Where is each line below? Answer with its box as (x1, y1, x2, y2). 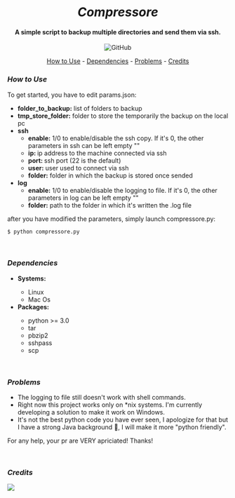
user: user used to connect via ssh (27, 163, 129, 172)
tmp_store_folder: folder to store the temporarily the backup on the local (17, 112, 229, 120)
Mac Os (27, 295, 51, 304)
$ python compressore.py (7, 228, 80, 235)
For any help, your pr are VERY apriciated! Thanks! (7, 436, 154, 445)
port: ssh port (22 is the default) (27, 156, 121, 165)
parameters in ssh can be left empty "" (27, 141, 140, 149)
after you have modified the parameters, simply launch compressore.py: (7, 215, 216, 223)
